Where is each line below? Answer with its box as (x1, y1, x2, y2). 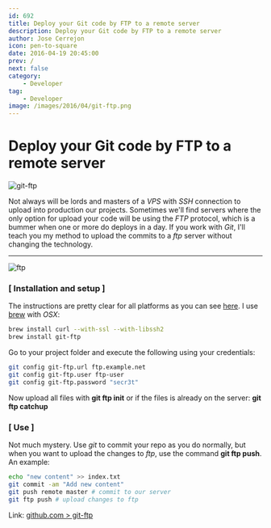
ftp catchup (8, 401, 48, 411)
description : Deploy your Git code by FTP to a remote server (8, 27, 222, 35)
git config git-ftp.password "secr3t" (8, 378, 139, 386)
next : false (8, 65, 48, 73)
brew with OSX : (8, 310, 60, 319)
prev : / (8, 57, 35, 65)
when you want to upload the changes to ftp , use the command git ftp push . (8, 449, 262, 458)
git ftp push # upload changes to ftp (8, 495, 139, 504)
